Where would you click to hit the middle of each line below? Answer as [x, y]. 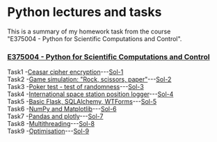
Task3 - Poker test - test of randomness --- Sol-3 [75, 87]
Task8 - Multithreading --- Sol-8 [51, 124]
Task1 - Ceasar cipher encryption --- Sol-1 [65, 72]
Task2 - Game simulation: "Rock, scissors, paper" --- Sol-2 [89, 79]
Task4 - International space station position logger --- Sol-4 [90, 94]
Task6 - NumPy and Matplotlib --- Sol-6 [62, 109]
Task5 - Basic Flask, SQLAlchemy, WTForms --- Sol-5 [82, 102]
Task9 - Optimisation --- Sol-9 [48, 131]
